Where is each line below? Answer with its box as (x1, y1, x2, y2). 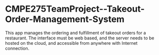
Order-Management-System (5, 14, 125, 25)
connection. (5, 45, 30, 51)
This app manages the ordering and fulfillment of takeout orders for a (5, 30, 146, 36)
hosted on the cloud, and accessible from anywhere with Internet (5, 40, 138, 46)
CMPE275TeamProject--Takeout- (5, 3, 145, 15)
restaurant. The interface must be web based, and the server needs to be (5, 35, 155, 41)
